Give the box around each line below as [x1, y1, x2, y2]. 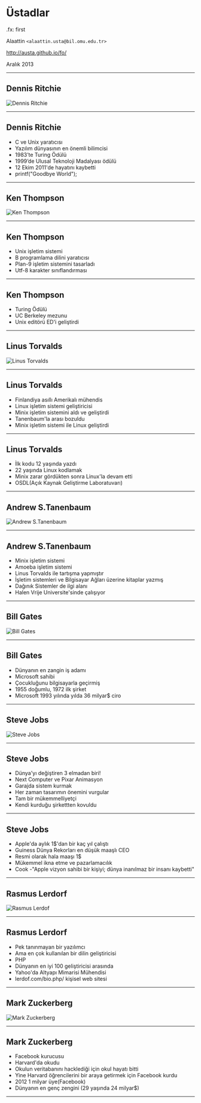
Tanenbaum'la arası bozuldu [14, 415, 85, 422]
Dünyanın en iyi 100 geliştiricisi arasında [14, 962, 114, 970]
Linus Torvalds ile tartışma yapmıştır [14, 570, 104, 577]
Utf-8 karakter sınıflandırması [14, 267, 87, 274]
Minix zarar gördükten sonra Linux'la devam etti [14, 473, 133, 480]
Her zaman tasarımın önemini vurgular [14, 789, 109, 796]
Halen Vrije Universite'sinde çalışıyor [14, 589, 106, 596]
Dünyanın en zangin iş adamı [14, 666, 86, 673]
